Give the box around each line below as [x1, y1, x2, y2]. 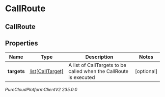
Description [85, 53, 113, 60]
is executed [68, 74, 95, 81]
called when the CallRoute [68, 68, 129, 75]
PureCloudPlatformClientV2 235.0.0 [5, 87, 78, 93]
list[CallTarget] [29, 68, 64, 75]
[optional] [135, 68, 158, 75]
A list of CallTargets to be [68, 62, 127, 69]
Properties [5, 39, 38, 47]
